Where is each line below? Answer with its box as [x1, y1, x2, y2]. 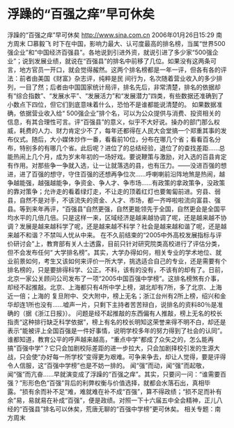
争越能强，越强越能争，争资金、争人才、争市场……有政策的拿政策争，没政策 [7, 178, 226, 187]
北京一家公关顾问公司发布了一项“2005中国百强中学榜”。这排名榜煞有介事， [7, 274, 223, 283]
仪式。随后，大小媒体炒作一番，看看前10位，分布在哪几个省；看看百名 [13, 135, 215, 143]
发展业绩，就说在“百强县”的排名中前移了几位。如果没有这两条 [34, 56, 211, 65]
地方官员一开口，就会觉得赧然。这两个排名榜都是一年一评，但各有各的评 [19, 65, 227, 74]
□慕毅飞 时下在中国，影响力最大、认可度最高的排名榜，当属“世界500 [26, 39, 226, 47]
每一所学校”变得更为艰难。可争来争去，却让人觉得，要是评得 [52, 352, 226, 360]
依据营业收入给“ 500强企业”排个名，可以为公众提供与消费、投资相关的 [19, 109, 221, 117]
